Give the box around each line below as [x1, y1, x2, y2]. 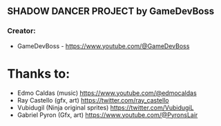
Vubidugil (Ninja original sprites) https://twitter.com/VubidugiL [17, 103, 194, 112]
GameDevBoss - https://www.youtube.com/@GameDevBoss [17, 41, 190, 50]
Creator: [7, 26, 36, 36]
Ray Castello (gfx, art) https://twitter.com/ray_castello [17, 96, 169, 104]
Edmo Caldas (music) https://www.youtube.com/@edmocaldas [17, 89, 197, 97]
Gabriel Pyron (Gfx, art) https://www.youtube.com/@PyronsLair [17, 110, 198, 119]
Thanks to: [7, 65, 70, 81]
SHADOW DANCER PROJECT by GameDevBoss [7, 6, 215, 17]
